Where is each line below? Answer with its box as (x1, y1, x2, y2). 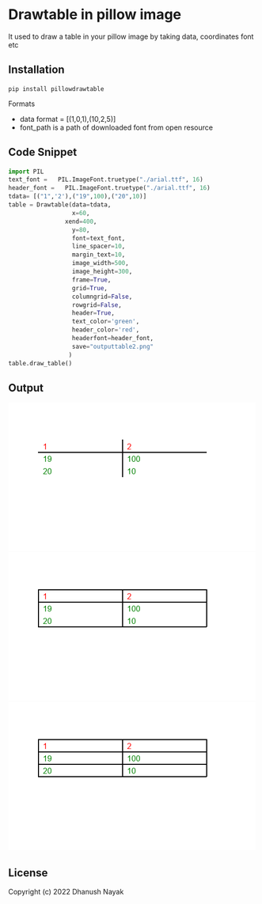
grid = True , (71, 284, 108, 292)
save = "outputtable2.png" (71, 342, 154, 350)
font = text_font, (71, 234, 126, 242)
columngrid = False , (71, 293, 133, 301)
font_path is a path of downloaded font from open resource (19, 123, 214, 132)
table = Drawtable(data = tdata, (8, 201, 112, 209)
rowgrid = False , (71, 301, 123, 309)
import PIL (8, 168, 44, 176)
